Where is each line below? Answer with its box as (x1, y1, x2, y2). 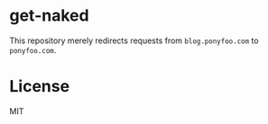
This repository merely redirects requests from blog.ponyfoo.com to (9, 35, 259, 46)
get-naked (9, 5, 89, 26)
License (9, 76, 70, 97)
